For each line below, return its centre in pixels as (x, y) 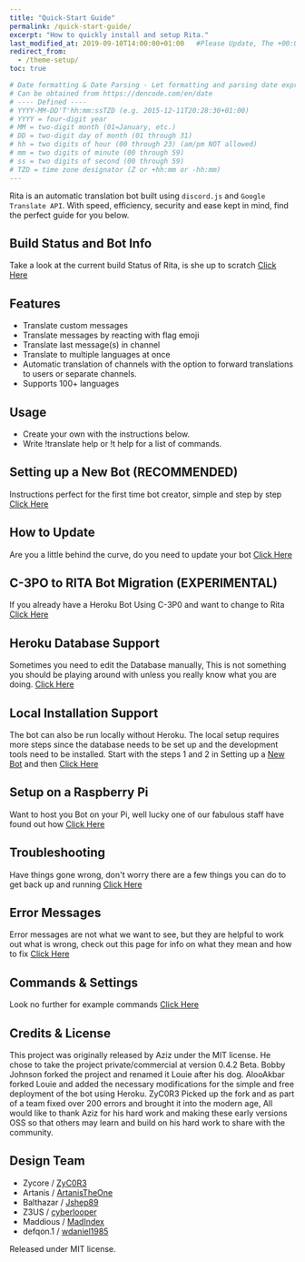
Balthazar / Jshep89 (60, 1202)
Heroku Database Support (85, 643)
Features (35, 303)
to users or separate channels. (80, 374)
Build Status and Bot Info (81, 243)
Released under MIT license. (63, 1248)
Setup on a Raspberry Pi (79, 793)
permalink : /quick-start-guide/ (70, 26)
